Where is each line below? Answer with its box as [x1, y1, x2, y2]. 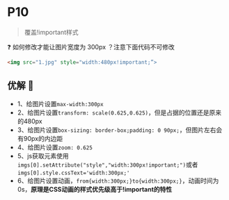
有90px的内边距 [17, 134, 63, 142]
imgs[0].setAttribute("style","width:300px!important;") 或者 [17, 160, 198, 169]
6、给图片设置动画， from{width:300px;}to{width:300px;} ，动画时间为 [17, 176, 219, 185]
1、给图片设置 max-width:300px [17, 99, 104, 108]
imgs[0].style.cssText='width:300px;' [17, 169, 130, 176]
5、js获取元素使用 [17, 151, 69, 160]
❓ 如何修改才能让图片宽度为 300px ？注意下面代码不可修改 [7, 42, 175, 51]
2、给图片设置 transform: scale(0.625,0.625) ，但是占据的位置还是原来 [17, 108, 221, 117]
